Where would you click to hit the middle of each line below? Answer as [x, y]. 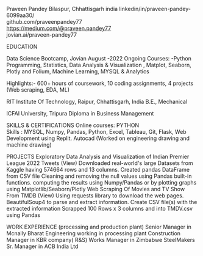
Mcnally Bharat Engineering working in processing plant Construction [94, 233]
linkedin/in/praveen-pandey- [155, 9]
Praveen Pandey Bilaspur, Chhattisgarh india [62, 9]
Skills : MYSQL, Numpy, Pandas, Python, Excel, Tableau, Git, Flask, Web [97, 132]
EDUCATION [22, 46]
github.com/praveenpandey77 [44, 22]
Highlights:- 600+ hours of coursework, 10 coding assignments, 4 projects [100, 83]
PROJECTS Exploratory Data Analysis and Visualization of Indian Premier [98, 156]
